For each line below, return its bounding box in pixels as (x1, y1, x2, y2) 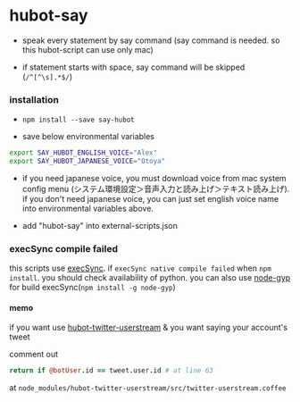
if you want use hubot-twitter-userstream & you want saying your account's (9, 322, 288, 333)
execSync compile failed (9, 242, 119, 255)
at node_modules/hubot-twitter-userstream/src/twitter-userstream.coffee (9, 382, 287, 393)
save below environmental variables (21, 131, 154, 142)
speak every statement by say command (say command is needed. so (21, 35, 280, 46)
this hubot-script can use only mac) (21, 44, 154, 54)
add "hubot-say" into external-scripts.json (21, 220, 179, 230)
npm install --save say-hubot (21, 115, 136, 125)
